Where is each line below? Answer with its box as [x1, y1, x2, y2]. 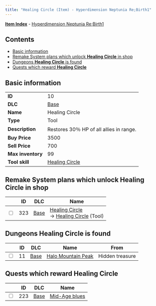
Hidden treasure [98, 252, 136, 259]
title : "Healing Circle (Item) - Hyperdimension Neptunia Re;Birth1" [5, 7, 152, 12]
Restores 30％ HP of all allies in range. [47, 126, 137, 133]
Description [7, 126, 36, 133]
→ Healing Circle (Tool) [50, 213, 104, 220]
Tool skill [7, 158, 29, 165]
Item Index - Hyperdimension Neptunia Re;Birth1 [5, 21, 104, 27]
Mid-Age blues [50, 293, 86, 300]
